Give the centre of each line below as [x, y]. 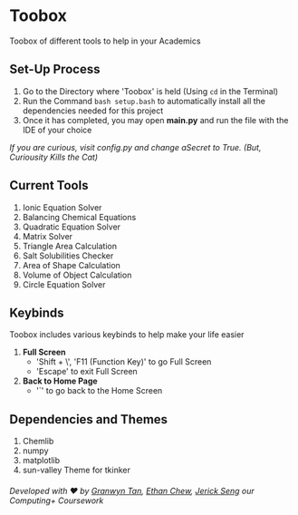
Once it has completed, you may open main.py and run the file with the [155, 120]
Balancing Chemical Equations [79, 217]
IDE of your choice [57, 130]
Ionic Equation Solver [62, 207]
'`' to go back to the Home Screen [99, 391]
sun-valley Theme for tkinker [77, 470]
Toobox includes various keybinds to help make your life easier [127, 335]
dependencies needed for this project [93, 111]
